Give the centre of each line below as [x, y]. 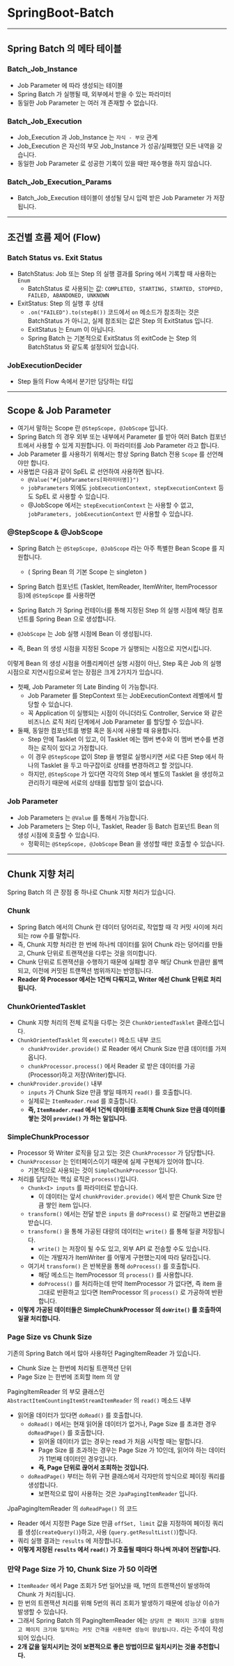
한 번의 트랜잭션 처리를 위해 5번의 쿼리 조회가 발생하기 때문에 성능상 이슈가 [118, 1603]
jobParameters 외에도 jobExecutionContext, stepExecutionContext [122, 488]
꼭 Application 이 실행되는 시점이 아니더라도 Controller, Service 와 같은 [125, 713]
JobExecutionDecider [45, 365]
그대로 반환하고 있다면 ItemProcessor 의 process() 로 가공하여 [124, 1292]
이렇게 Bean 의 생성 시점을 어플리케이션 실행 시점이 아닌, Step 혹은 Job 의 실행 [114, 663]
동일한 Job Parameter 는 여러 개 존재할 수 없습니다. [87, 103]
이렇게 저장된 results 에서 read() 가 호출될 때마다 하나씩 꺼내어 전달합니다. [119, 1549]
